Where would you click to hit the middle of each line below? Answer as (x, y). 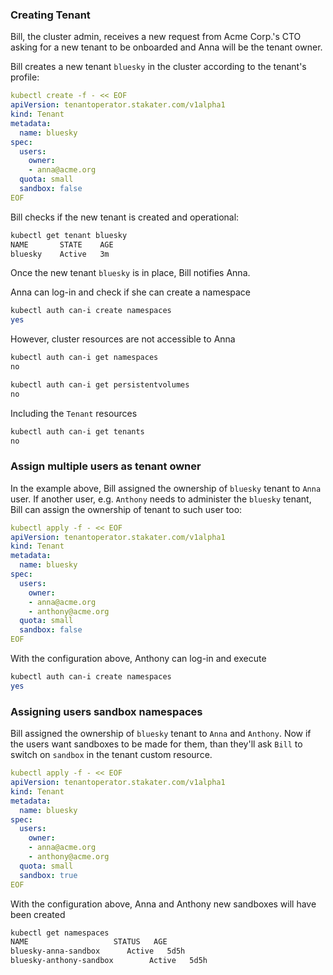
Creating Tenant (50, 15)
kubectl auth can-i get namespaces (84, 358)
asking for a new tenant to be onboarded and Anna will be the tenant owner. (166, 47)
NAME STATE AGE (62, 244)
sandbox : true (48, 875)
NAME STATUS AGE (89, 942)
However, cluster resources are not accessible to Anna (123, 339)
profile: (25, 77)
